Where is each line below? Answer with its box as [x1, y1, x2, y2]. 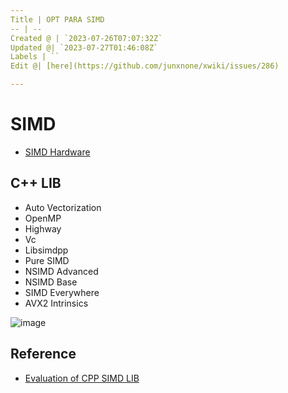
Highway [24, 222, 62, 235]
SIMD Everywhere [24, 286, 100, 298]
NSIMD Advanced [24, 265, 99, 277]
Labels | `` [10, 52, 60, 62]
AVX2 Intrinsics [24, 297, 89, 309]
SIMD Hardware [24, 146, 91, 158]
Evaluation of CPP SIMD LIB [24, 372, 140, 384]
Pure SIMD [24, 254, 70, 266]
